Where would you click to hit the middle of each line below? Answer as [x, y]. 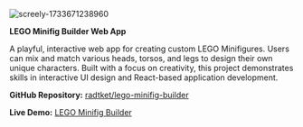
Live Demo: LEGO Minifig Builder [71, 112]
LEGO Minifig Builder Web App [68, 31]
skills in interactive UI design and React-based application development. [144, 77]
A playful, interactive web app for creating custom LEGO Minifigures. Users [149, 49]
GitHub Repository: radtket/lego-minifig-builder [99, 95]
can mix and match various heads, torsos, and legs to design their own [141, 58]
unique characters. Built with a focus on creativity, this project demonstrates [151, 68]
